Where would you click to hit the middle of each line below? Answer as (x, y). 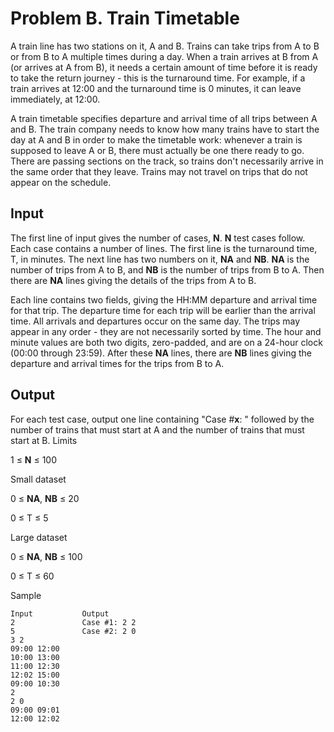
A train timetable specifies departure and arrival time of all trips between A (164, 118)
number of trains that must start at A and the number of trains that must (157, 429)
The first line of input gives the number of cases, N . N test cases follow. (158, 238)
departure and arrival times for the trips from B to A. (117, 363)
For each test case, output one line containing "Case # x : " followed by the (162, 419)
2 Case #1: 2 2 (73, 622)
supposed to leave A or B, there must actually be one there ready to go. (157, 150)
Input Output (60, 613)
